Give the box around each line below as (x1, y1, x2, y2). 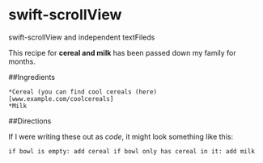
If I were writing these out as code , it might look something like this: (8, 132, 233, 141)
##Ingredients (8, 72, 55, 81)
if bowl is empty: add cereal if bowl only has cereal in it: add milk (8, 147, 255, 155)
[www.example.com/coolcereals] (8, 94, 114, 102)
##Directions (8, 115, 52, 126)
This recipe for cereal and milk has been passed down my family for (8, 48, 236, 57)
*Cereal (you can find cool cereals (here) (8, 87, 158, 96)
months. (8, 56, 36, 66)
